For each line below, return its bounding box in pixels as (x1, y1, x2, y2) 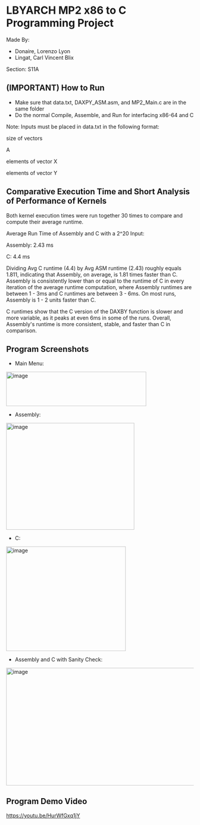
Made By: (6, 36, 30, 43)
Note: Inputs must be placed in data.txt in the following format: (6, 123, 160, 130)
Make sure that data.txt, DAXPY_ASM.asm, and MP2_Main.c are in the (14, 99, 186, 106)
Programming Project (6, 16, 114, 30)
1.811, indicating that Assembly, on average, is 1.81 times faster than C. (6, 271, 178, 278)
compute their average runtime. (6, 218, 84, 225)
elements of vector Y (6, 169, 58, 176)
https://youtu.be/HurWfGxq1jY (6, 812, 80, 819)
